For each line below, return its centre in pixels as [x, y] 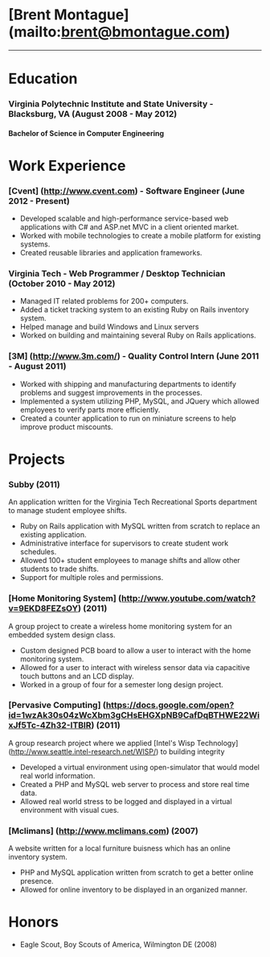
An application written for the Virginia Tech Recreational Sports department [133, 502]
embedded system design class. [62, 635]
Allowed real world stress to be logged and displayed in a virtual [126, 801]
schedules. [38, 552]
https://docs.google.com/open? [170, 705]
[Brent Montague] [69, 15]
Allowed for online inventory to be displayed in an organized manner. [133, 890]
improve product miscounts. [67, 427]
